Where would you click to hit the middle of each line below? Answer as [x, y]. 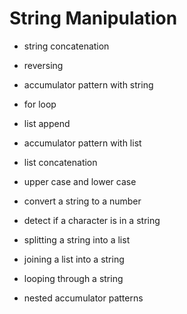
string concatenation [66, 46]
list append [47, 123]
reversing [43, 65]
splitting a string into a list [77, 239]
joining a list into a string [74, 259]
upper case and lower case [80, 181]
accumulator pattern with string [88, 84]
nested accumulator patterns [83, 298]
